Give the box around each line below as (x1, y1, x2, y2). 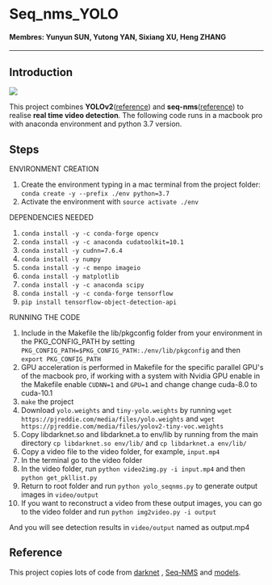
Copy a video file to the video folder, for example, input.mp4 (20, 447, 220, 457)
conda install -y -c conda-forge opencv (20, 229, 159, 238)
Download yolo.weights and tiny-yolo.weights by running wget (20, 406, 232, 415)
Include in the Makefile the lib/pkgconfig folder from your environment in (20, 328, 263, 338)
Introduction (9, 65, 73, 79)
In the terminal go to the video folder (20, 456, 143, 465)
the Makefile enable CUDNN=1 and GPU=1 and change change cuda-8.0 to (20, 380, 257, 389)
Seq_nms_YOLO (9, 5, 119, 23)
